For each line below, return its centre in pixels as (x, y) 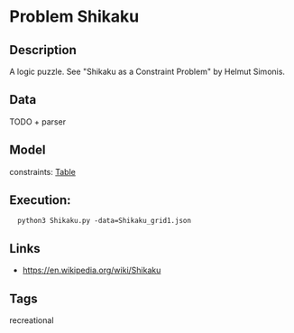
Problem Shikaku (74, 17)
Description (43, 50)
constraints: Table (43, 171)
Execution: (40, 200)
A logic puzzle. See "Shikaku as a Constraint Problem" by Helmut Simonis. (147, 71)
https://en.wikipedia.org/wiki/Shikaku (92, 270)
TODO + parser (37, 121)
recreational (32, 320)
